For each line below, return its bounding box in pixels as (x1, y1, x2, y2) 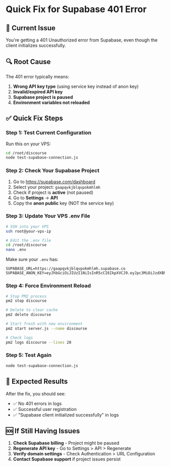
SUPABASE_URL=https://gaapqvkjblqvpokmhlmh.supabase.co (6, 266, 126, 271)
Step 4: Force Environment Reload (6, 282, 91, 289)
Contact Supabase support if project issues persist (13, 456, 121, 462)
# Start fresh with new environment (6, 322, 83, 327)
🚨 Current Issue (6, 24, 56, 32)
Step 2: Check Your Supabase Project (6, 167, 100, 174)
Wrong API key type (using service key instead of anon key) (13, 83, 139, 89)
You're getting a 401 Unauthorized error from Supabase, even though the (6, 37, 158, 43)
